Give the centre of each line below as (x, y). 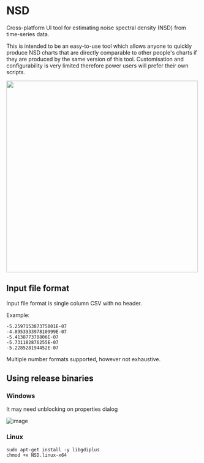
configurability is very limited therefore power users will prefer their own (97, 66)
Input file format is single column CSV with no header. (74, 303)
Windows (21, 396)
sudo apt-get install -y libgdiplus (53, 450)
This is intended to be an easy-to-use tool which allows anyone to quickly (99, 46)
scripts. (16, 72)
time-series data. (28, 34)
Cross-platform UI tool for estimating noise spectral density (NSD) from (96, 28)
